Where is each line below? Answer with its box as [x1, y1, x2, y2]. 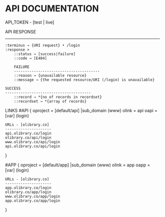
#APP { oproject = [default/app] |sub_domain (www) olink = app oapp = [5, 162, 151, 168]
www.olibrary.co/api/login [5, 139, 60, 144]
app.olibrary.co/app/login [5, 198, 60, 203]
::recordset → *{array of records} [14, 99, 87, 104]
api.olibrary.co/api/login [5, 144, 60, 149]
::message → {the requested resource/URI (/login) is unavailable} [14, 77, 155, 82]
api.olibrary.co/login [5, 131, 52, 136]
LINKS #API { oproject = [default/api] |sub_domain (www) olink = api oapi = [5, 107, 158, 113]
